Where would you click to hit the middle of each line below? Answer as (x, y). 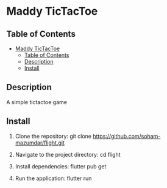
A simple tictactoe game (37, 102)
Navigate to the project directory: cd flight (68, 154)
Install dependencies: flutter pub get (61, 166)
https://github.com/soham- (126, 136)
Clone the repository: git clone (53, 136)
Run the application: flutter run (53, 178)
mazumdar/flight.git (40, 143)
